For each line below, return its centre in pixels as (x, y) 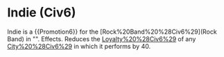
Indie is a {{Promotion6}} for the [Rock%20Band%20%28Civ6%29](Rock (112, 32)
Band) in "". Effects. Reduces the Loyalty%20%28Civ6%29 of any (102, 38)
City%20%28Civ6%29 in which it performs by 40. (79, 46)
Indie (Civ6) (42, 13)
